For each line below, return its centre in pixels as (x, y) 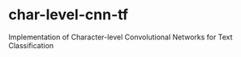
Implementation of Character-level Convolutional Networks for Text (120, 37)
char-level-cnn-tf (68, 15)
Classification (31, 45)
